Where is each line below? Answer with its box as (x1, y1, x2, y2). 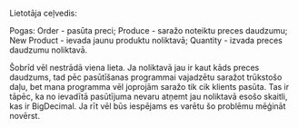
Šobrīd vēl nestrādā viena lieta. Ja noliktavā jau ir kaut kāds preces (9, 63, 260, 73)
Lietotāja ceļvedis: (9, 8, 77, 18)
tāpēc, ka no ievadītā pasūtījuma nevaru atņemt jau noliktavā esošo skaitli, (9, 91, 288, 102)
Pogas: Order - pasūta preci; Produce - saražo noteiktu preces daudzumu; (9, 25, 288, 35)
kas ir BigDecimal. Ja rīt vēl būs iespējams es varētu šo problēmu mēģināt (9, 101, 286, 112)
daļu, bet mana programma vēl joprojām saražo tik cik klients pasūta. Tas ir (9, 82, 289, 92)
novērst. (9, 111, 41, 121)
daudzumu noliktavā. (9, 44, 88, 55)
